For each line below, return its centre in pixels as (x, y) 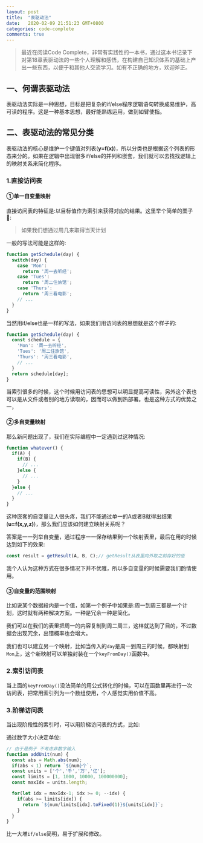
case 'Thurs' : (35, 288)
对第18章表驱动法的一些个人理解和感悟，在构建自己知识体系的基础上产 (108, 60)
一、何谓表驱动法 (38, 88)
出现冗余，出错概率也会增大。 (54, 634)
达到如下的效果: (26, 545)
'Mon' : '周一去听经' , (42, 346)
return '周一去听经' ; (47, 271)
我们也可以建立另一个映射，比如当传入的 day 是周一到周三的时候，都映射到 (98, 646)
